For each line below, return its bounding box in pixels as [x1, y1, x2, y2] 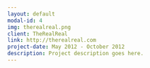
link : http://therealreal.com [7, 37, 97, 44]
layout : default [7, 10, 55, 18]
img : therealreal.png [7, 23, 71, 30]
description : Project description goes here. [7, 50, 144, 57]
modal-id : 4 [7, 17, 42, 24]
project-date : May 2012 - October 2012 [7, 43, 125, 50]
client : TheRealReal [7, 30, 69, 38]
